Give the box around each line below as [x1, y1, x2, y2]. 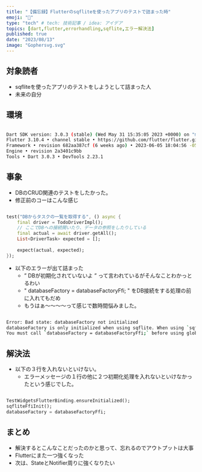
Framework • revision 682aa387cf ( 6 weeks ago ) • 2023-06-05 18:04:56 [6, 142, 187, 149]
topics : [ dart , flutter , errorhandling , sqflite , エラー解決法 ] [6, 25, 155, 32]
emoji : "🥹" [6, 14, 34, 20]
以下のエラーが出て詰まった [14, 264, 84, 271]
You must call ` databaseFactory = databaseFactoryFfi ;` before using [6, 330, 185, 336]
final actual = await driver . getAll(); [17, 231, 117, 237]
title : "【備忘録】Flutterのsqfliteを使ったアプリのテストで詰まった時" [6, 8, 171, 15]
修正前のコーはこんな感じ [14, 196, 79, 204]
